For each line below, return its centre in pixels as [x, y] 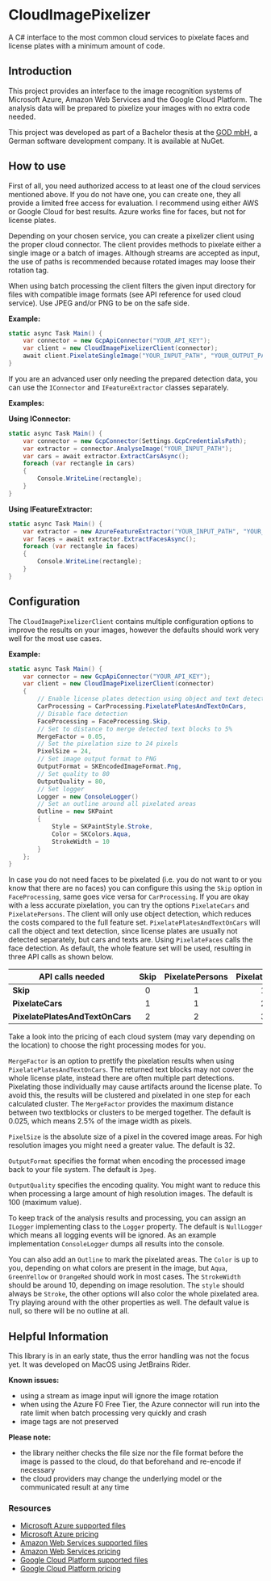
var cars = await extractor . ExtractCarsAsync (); [106, 456]
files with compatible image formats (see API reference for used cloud [125, 294]
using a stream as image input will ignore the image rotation [119, 1396]
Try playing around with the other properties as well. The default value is [129, 1302]
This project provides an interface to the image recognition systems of [125, 91]
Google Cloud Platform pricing [70, 1569]
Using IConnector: [40, 419]
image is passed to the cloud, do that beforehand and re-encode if [131, 1461]
